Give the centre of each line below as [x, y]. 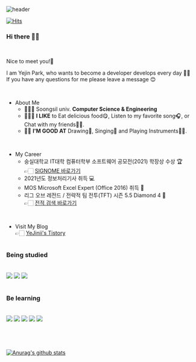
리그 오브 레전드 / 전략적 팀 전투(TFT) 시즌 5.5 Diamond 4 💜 [95, 195]
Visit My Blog [31, 226]
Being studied [27, 255]
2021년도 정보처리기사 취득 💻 [59, 178]
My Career [28, 154]
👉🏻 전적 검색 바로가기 [50, 203]
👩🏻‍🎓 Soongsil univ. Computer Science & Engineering [90, 109]
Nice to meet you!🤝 [30, 61]
